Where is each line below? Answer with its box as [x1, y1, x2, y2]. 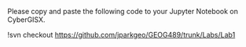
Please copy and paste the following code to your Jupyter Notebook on [7, 7, 239, 16]
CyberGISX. [7, 15, 46, 24]
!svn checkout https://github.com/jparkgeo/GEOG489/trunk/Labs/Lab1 [7, 31, 236, 39]
